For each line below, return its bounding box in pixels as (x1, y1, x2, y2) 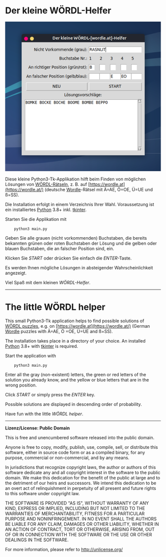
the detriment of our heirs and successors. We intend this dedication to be (5, 480, 157, 486)
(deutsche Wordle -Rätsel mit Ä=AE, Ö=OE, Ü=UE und (44, 186, 153, 192)
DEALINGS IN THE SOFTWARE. (5, 537, 69, 543)
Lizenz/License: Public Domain (5, 425, 70, 431)
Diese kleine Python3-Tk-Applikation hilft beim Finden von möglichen (5, 176, 146, 182)
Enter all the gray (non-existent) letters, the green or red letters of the (5, 371, 147, 378)
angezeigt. (5, 270, 27, 276)
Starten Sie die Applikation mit (5, 216, 67, 222)
